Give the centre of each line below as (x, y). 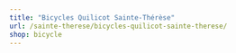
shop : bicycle (36, 34)
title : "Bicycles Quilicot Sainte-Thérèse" (92, 18)
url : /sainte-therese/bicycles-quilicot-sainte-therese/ (118, 26)
